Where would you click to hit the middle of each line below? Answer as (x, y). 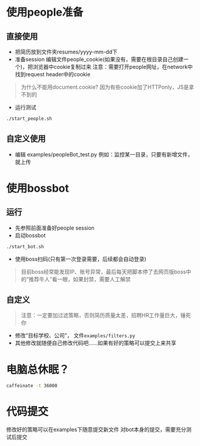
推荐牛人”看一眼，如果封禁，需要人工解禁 (80, 279)
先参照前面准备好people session (54, 228)
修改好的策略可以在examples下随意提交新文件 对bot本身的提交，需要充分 (96, 430)
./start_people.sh (29, 119)
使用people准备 (45, 12)
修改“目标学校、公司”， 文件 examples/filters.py (75, 336)
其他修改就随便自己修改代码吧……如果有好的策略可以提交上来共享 (96, 343)
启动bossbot (30, 235)
